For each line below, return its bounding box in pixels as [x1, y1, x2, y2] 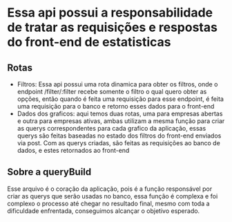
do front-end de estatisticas [7, 35, 171, 50]
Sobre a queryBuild [7, 166, 92, 178]
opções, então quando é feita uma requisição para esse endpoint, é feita [17, 95, 224, 103]
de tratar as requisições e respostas [7, 19, 217, 35]
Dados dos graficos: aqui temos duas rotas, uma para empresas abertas [17, 109, 223, 118]
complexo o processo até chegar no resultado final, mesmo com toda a [7, 199, 210, 207]
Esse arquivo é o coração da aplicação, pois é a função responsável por [7, 185, 213, 193]
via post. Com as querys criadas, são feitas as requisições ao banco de [17, 139, 221, 147]
